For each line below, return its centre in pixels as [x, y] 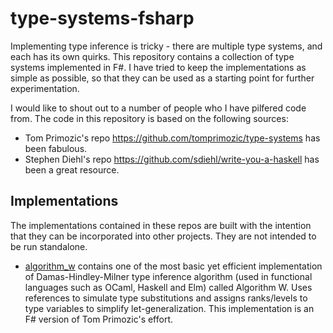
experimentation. [45, 88]
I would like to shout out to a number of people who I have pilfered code [158, 108]
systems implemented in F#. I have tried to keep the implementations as [158, 67]
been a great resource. [72, 169]
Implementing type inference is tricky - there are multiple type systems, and [166, 46]
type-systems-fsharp [102, 18]
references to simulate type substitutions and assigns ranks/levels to [166, 298]
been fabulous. [56, 148]
